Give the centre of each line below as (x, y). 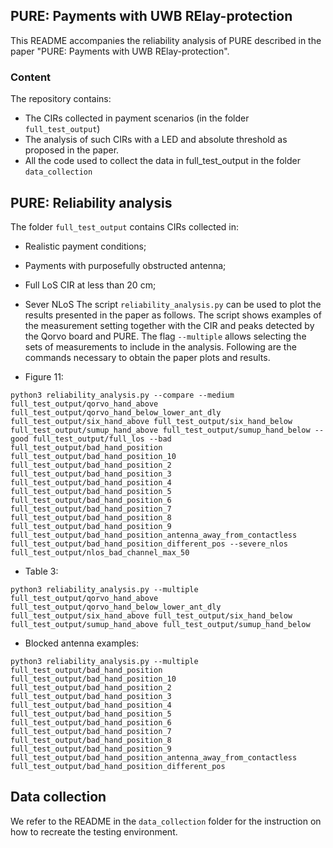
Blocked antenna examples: (82, 643)
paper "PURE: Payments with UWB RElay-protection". (120, 51)
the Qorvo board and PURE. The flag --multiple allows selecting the (165, 336)
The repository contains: (61, 99)
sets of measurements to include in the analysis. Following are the (160, 346)
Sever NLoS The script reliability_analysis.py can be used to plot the (173, 304)
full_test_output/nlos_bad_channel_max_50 (100, 552)
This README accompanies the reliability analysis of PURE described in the (166, 40)
